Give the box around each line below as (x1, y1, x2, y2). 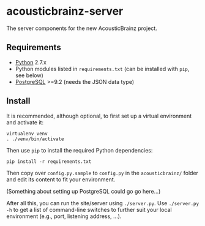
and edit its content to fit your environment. (6, 176, 116, 183)
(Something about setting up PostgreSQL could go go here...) (6, 187, 161, 195)
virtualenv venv (6, 130, 48, 137)
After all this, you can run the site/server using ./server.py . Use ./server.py (6, 199, 199, 206)
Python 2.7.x (15, 58, 47, 66)
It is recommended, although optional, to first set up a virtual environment (6, 112, 192, 119)
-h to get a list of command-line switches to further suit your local (6, 206, 173, 213)
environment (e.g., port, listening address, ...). (6, 213, 122, 220)
